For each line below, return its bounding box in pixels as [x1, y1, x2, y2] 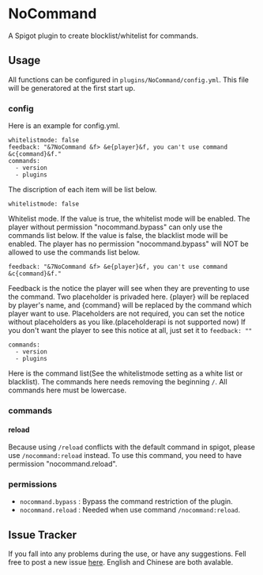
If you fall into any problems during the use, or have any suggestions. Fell [8, 549, 246, 558]
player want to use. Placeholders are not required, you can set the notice [8, 309, 245, 319]
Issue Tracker [8, 528, 77, 542]
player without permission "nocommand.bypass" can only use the [8, 222, 223, 232]
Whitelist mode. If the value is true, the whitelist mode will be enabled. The [8, 214, 250, 224]
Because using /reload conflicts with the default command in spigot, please [8, 442, 255, 452]
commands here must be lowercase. [8, 385, 127, 395]
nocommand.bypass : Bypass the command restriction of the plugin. [19, 497, 233, 506]
